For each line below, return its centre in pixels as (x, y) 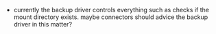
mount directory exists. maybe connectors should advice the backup (111, 17)
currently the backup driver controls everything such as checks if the (111, 10)
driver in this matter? (43, 24)
